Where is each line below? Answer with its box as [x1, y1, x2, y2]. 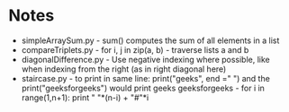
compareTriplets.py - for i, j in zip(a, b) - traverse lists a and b [21, 44, 249, 55]
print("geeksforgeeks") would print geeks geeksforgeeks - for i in [21, 82, 265, 93]
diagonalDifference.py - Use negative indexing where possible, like [21, 54, 271, 65]
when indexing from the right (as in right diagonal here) [21, 64, 227, 74]
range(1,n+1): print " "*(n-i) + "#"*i [21, 91, 149, 103]
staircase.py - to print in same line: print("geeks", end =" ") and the [21, 73, 271, 83]
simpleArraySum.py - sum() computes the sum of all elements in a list [21, 35, 280, 46]
